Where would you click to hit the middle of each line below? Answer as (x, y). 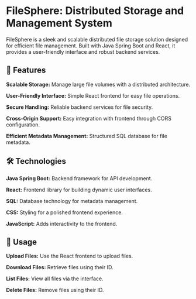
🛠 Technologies (36, 161)
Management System (59, 23)
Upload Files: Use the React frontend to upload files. (70, 256)
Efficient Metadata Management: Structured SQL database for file (87, 136)
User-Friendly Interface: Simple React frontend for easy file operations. (93, 95)
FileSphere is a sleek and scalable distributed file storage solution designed (97, 39)
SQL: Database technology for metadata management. (72, 201)
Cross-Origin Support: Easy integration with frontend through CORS (89, 118)
